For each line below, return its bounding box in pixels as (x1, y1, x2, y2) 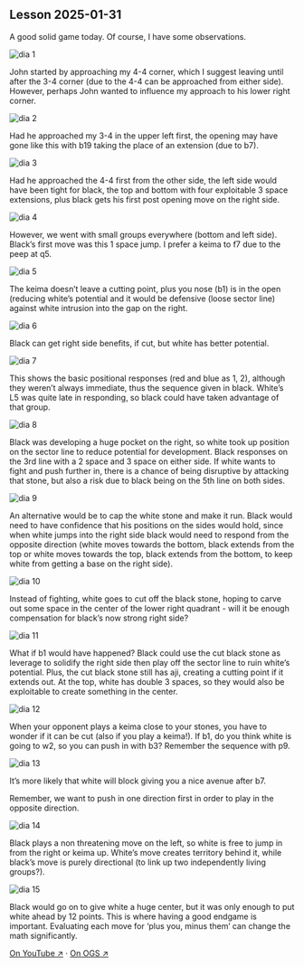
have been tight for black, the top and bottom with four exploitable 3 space (9, 185, 289, 195)
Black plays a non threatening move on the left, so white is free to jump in (9, 837, 283, 848)
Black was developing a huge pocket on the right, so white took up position (9, 436, 290, 447)
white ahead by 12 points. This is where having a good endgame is (9, 911, 258, 922)
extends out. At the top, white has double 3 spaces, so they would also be (9, 676, 285, 687)
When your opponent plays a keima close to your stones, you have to (9, 721, 267, 732)
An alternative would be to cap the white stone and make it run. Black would (9, 510, 292, 521)
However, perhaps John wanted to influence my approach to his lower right (9, 85, 291, 96)
